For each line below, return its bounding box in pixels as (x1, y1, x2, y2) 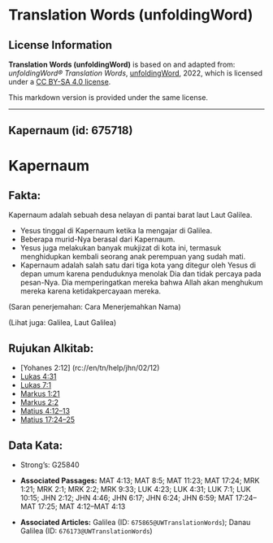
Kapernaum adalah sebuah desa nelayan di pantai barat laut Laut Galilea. (8, 210, 253, 220)
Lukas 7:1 (19, 380, 52, 390)
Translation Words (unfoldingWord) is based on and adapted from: (8, 59, 236, 69)
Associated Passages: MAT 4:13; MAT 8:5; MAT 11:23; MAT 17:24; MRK (19, 476, 260, 485)
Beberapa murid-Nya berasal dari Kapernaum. (19, 234, 175, 245)
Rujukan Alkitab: (8, 341, 94, 355)
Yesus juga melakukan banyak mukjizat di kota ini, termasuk (19, 243, 222, 253)
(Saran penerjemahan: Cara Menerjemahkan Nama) (8, 302, 181, 312)
